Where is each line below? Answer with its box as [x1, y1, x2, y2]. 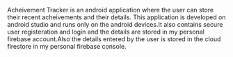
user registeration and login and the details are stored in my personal [7, 27, 205, 36]
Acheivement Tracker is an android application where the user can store [7, 6, 214, 14]
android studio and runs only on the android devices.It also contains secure [7, 21, 223, 28]
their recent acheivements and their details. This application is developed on [7, 13, 226, 21]
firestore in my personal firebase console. [7, 43, 127, 50]
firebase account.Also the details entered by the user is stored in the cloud [7, 35, 221, 43]
